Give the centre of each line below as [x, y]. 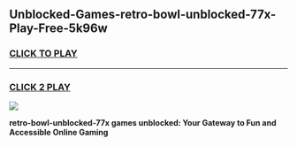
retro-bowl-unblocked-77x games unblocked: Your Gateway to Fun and [143, 122]
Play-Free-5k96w [58, 29]
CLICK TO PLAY [43, 54]
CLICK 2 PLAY [40, 87]
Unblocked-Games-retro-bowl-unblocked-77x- [143, 15]
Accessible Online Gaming [59, 132]
